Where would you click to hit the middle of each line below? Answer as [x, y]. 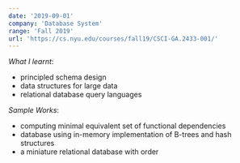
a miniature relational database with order [89, 152]
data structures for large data [69, 86]
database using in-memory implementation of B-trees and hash [126, 135]
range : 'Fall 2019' [41, 31]
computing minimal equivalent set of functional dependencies [123, 126]
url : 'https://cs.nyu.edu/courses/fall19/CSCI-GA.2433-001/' [114, 39]
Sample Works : [34, 110]
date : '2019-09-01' [41, 16]
